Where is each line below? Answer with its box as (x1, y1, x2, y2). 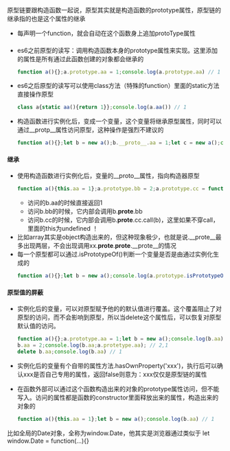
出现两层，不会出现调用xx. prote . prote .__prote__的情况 (23, 242, 177, 250)
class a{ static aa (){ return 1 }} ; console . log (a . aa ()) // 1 (16, 104, 187, 111)
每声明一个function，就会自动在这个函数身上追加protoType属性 (16, 30, 196, 37)
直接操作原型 (16, 90, 54, 98)
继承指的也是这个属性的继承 (7, 14, 86, 23)
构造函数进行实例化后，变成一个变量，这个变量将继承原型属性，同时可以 (16, 117, 222, 126)
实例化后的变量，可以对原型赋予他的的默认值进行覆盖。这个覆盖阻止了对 (16, 305, 222, 313)
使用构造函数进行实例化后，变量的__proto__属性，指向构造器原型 (16, 172, 200, 180)
